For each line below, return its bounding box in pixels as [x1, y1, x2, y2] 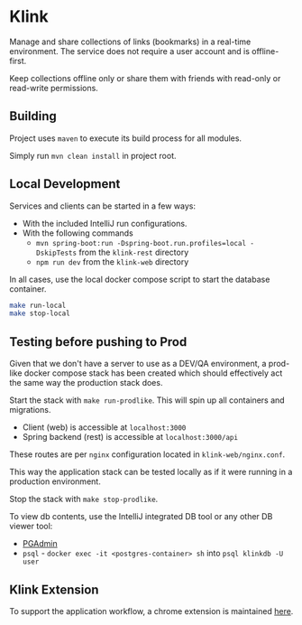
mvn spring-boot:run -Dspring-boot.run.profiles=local [35, 238, 246, 247]
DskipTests [35, 248, 78, 257]
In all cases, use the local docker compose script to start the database [9, 274, 270, 285]
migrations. [9, 405, 51, 415]
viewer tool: [9, 521, 53, 532]
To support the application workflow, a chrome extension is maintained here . [9, 605, 294, 616]
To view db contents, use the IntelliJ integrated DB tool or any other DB [9, 511, 273, 522]
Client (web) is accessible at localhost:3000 [22, 422, 187, 433]
